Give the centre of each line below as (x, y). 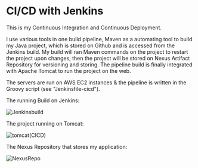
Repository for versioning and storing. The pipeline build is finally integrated (99, 65)
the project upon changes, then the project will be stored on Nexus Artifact (98, 58)
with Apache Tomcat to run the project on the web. (69, 71)
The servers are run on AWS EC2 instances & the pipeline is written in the (96, 83)
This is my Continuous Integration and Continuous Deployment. (84, 28)
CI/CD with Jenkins (55, 11)
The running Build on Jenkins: (43, 100)
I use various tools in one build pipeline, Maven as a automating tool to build (99, 39)
